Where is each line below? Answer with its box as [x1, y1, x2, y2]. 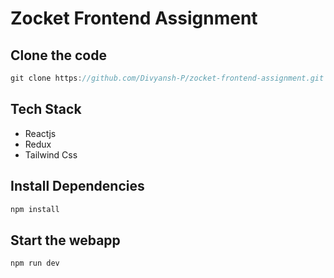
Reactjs [24, 127, 57, 139]
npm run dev [10, 258, 60, 269]
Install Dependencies [10, 178, 145, 195]
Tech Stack [10, 101, 82, 118]
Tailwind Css [24, 148, 78, 161]
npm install [10, 204, 60, 214]
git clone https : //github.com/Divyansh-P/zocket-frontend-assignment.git [10, 73, 325, 83]
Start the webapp [10, 232, 121, 249]
